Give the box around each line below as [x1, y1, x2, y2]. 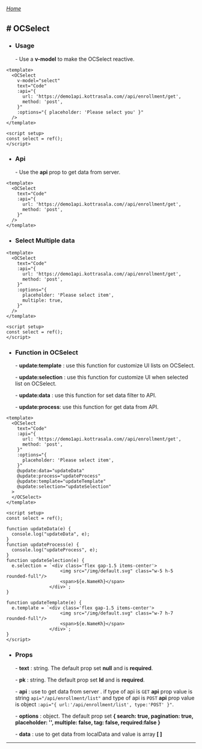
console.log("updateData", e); [11, 531, 90, 537]
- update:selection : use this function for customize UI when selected [14, 374, 188, 381]
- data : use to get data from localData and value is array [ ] [14, 730, 162, 738]
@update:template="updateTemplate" [17, 478, 106, 485]
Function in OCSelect [14, 349, 78, 357]
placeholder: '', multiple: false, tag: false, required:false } [14, 718, 161, 726]
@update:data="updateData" [17, 468, 85, 474]
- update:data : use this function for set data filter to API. [14, 392, 156, 399]
